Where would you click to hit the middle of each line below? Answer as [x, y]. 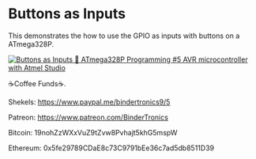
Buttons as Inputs [67, 14]
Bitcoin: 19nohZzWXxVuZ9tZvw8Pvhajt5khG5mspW [93, 132]
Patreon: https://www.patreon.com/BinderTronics [88, 117]
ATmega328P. [31, 44]
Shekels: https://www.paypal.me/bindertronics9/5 [89, 102]
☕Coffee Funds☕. [37, 83]
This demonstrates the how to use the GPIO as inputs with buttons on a [124, 36]
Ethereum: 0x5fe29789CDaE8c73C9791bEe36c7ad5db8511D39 [111, 148]
